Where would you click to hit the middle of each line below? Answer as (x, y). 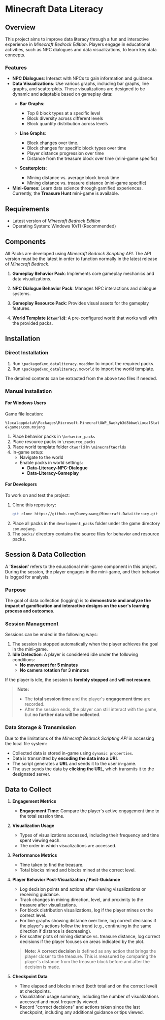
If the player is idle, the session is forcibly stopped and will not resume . (78, 680)
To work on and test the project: (37, 495)
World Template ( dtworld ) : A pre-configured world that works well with (85, 318)
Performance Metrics (35, 855)
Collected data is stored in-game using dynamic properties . (73, 753)
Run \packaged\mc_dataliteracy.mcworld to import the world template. (83, 369)
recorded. (34, 704)
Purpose (16, 590)
